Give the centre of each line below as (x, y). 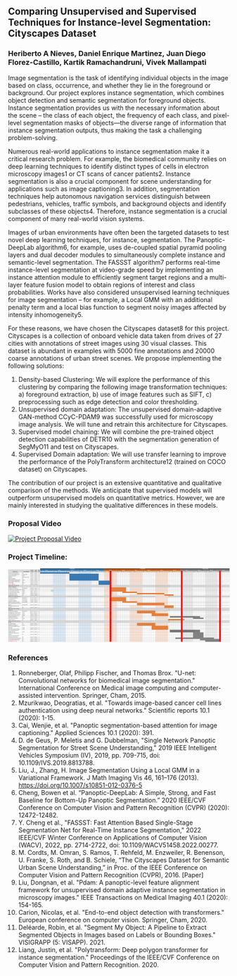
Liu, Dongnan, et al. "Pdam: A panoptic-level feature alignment (109, 882)
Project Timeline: (38, 557)
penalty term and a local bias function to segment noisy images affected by (117, 307)
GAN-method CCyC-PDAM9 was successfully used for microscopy (116, 417)
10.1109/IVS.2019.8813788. (56, 763)
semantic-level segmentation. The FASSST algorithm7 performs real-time (114, 262)
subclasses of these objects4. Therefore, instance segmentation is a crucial (118, 211)
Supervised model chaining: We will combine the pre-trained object (116, 432)
